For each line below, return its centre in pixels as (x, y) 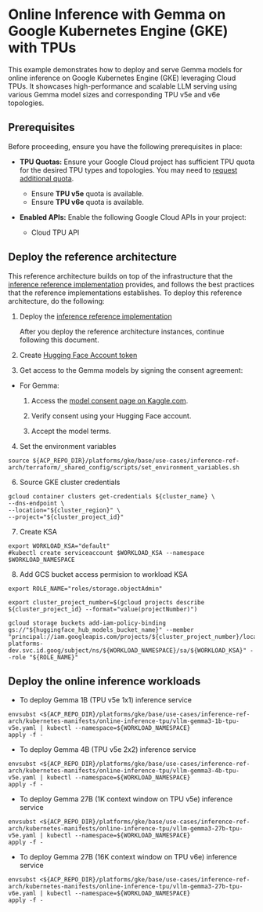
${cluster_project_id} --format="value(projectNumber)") (103, 609)
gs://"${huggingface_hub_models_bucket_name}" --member (101, 629)
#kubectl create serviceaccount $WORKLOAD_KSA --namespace (106, 553)
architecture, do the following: (56, 301)
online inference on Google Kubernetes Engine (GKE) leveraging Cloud (122, 78)
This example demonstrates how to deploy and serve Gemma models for (125, 69)
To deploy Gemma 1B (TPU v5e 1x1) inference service (105, 700)
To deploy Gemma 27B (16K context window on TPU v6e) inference (128, 857)
